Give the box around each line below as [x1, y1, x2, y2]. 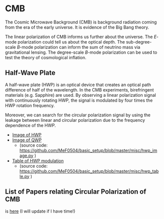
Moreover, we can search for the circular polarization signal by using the [5, 112, 151, 118]
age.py [19, 153, 34, 158]
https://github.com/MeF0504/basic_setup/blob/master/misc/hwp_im [19, 147, 158, 153]
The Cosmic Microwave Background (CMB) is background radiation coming [5, 19, 157, 25]
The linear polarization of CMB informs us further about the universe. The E [5, 34, 157, 40]
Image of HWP [12, 131, 42, 137]
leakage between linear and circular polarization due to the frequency [5, 117, 145, 123]
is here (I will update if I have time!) [5, 208, 76, 214]
